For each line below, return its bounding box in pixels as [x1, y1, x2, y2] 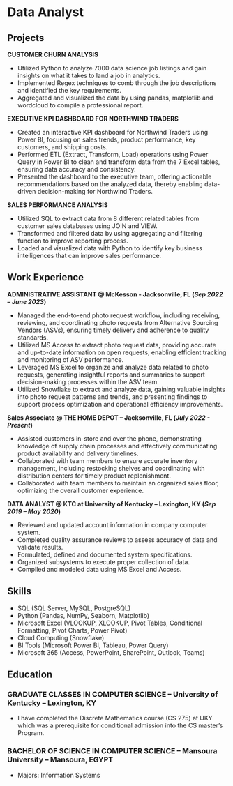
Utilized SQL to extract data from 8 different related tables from [17, 214, 200, 222]
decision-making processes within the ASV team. [17, 377, 159, 386]
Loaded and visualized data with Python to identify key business [17, 244, 202, 252]
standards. [17, 333, 49, 342]
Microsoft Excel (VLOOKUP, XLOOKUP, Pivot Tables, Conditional [17, 619, 202, 627]
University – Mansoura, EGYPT [7, 755, 114, 764]
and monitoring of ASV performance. [17, 355, 124, 363]
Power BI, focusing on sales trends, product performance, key [17, 135, 196, 144]
